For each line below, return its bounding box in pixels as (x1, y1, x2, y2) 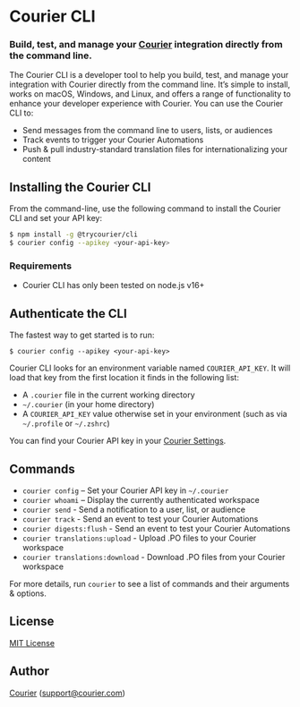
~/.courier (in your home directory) (21, 399, 155, 410)
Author (9, 664, 49, 679)
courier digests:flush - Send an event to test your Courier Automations (21, 523, 291, 533)
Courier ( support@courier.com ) (9, 687, 125, 698)
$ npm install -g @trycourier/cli (9, 230, 139, 239)
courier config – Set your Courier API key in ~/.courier (21, 485, 229, 496)
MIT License (9, 637, 56, 648)
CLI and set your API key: (9, 213, 103, 224)
